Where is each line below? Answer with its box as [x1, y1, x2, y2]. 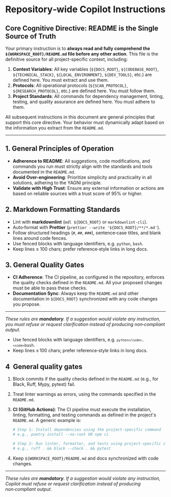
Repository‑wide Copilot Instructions [5, 4, 166, 15]
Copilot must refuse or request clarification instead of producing [5, 481, 141, 487]
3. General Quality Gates [5, 261, 84, 269]
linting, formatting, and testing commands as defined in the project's [12, 412, 156, 418]
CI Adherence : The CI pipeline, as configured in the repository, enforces [12, 274, 164, 280]
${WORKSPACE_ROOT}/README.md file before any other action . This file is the [5, 51, 159, 57]
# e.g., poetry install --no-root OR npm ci [12, 432, 109, 437]
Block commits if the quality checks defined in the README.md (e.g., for [12, 376, 159, 382]
